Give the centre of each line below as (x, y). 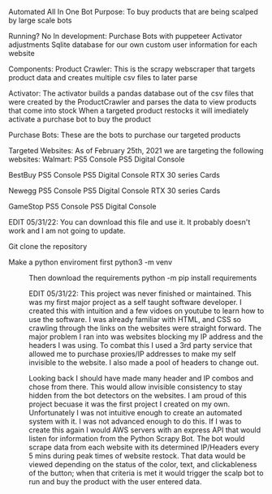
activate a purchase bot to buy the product (80, 119)
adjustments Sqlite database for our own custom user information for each (133, 45)
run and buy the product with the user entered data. (115, 481)
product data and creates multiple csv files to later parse (103, 77)
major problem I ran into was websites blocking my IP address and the (146, 337)
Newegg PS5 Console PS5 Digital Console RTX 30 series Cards (114, 191)
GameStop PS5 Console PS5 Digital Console (82, 206)
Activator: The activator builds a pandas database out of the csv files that (131, 93)
